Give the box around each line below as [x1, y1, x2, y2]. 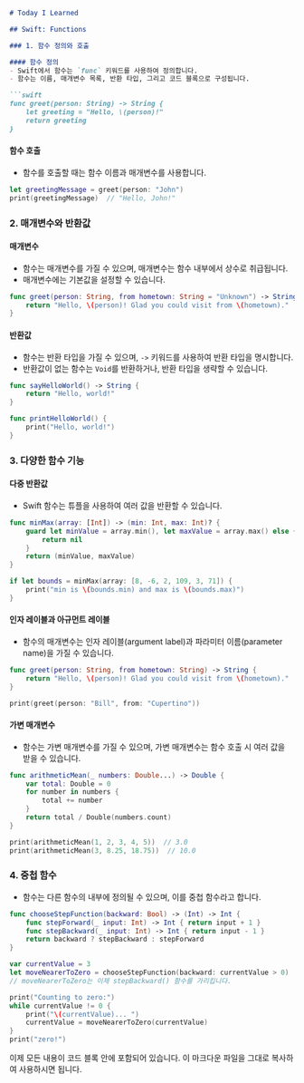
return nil [42, 535, 83, 544]
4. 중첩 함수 [9, 869, 57, 882]
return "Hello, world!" [25, 390, 116, 399]
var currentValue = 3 [9, 960, 91, 969]
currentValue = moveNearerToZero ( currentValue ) [25, 1018, 208, 1028]
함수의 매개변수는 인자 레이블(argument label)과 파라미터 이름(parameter [22, 635, 283, 647]
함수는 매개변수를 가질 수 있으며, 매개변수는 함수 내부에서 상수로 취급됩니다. [22, 263, 289, 274]
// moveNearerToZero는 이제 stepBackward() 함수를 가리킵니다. [9, 976, 233, 985]
